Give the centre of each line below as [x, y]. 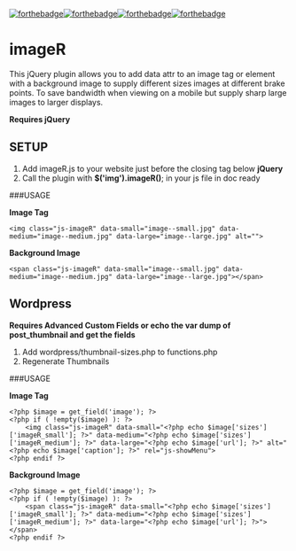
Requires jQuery [40, 119]
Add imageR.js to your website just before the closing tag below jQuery [152, 168]
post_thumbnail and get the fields [72, 334]
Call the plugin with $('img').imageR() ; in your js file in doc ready [141, 178]
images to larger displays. [56, 102]
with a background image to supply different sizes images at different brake [147, 83]
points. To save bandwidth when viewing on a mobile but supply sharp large [148, 92]
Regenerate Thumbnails [66, 361]
